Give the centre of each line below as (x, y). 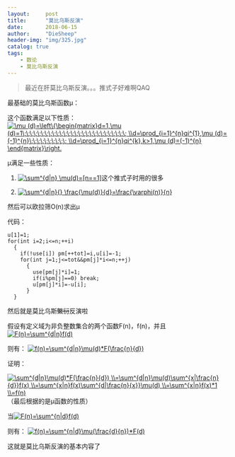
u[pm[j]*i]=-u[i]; (60, 284)
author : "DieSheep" (42, 34)
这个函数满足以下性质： (41, 117)
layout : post (33, 14)
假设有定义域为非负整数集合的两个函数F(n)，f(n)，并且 (87, 325)
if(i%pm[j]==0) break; (66, 278)
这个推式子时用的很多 (133, 178)
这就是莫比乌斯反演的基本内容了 (54, 446)
